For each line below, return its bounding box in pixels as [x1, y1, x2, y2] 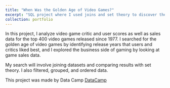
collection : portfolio [5, 17, 53, 22]
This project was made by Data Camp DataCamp [5, 77, 107, 83]
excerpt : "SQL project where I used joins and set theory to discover [5, 12, 157, 17]
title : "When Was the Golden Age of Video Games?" [5, 7, 114, 13]
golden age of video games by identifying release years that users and [5, 41, 153, 48]
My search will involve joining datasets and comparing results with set [5, 62, 151, 68]
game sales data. [5, 52, 41, 58]
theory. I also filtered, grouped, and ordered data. [5, 67, 108, 73]
